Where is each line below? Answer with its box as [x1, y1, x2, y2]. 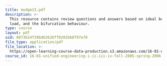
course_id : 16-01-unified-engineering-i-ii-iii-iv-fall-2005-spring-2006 [5, 53, 162, 59]
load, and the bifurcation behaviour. [9, 21, 90, 26]
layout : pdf [5, 30, 30, 35]
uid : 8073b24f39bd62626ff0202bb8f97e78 [5, 35, 88, 40]
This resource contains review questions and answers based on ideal [9, 16, 157, 21]
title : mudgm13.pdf [5, 7, 46, 12]
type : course [5, 26, 32, 31]
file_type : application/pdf [5, 40, 64, 45]
